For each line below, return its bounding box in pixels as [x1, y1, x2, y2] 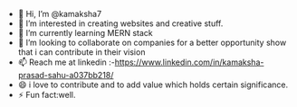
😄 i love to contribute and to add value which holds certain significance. [17, 79, 288, 90]
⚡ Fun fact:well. [17, 90, 76, 100]
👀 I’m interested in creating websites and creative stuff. [17, 18, 224, 29]
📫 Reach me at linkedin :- [17, 57, 115, 67]
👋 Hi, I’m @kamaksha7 [17, 9, 102, 19]
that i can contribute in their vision [17, 47, 146, 58]
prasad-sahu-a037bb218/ [17, 70, 114, 80]
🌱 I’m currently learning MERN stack [17, 28, 153, 38]
